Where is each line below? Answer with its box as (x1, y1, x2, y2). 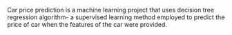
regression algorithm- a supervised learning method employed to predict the (7, 13, 225, 21)
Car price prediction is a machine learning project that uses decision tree (7, 6, 215, 14)
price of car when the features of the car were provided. (7, 21, 168, 28)
